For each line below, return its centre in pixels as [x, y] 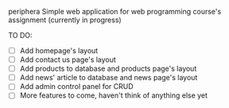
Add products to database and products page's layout [108, 69]
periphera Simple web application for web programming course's [115, 12]
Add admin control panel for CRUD [76, 87]
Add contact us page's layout [68, 60]
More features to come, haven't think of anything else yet [114, 95]
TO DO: [21, 35]
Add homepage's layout [59, 50]
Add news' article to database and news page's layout [109, 78]
